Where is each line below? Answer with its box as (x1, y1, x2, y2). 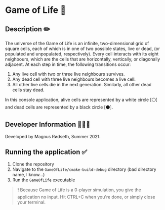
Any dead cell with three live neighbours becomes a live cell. (12, 76, 136, 82)
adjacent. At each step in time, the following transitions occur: (5, 61, 131, 67)
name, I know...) (12, 171, 45, 177)
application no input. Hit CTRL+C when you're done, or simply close (17, 194, 156, 200)
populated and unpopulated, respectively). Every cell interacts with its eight (5, 51, 159, 56)
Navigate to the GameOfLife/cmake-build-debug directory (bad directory (12, 166, 157, 172)
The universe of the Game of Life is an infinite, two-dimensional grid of (5, 41, 149, 46)
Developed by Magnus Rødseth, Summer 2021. (5, 133, 101, 139)
